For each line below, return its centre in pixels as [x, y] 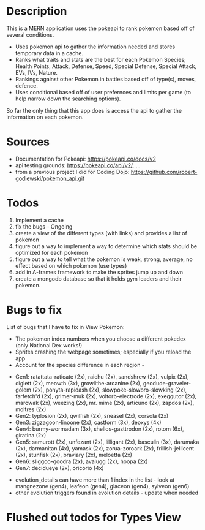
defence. [26, 85]
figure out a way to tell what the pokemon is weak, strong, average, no [104, 259]
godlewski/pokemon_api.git [50, 178]
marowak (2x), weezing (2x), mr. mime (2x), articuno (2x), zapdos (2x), [105, 403]
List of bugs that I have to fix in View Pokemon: [65, 327]
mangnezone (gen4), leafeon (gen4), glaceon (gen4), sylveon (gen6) [102, 486]
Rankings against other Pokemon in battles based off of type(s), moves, [106, 79]
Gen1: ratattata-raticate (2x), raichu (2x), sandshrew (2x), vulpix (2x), [102, 377]
